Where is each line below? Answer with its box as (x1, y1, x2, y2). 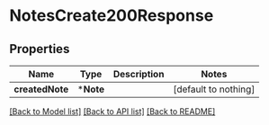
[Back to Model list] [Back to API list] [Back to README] (9, 106, 216, 117)
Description (112, 68, 165, 80)
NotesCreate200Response (9, 5, 214, 26)
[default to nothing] (173, 83, 256, 95)
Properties (9, 41, 70, 57)
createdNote (13, 83, 69, 95)
